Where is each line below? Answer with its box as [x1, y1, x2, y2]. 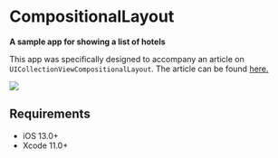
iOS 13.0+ [22, 130, 59, 141]
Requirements [9, 107, 91, 122]
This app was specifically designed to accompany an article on [9, 53, 244, 64]
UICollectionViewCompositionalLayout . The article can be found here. [9, 63, 269, 74]
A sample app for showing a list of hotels [9, 36, 166, 47]
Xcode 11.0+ [22, 140, 69, 151]
